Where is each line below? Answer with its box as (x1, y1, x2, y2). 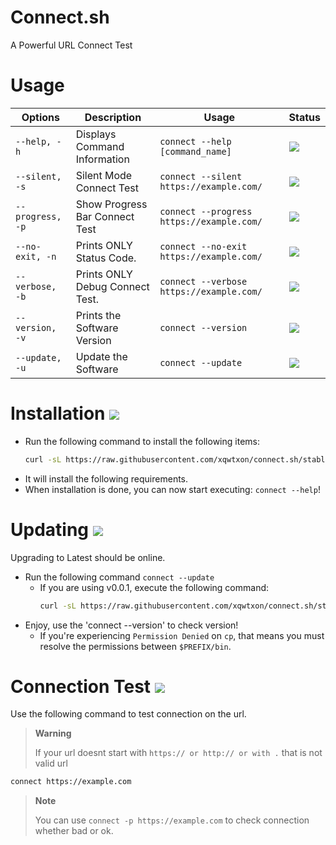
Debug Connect (75, 279, 150, 293)
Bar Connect (75, 209, 135, 223)
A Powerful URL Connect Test (10, 39, 133, 51)
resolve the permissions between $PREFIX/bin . (39, 640, 232, 652)
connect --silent (159, 171, 243, 182)
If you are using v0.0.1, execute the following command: (39, 581, 270, 593)
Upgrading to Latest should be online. (10, 551, 166, 563)
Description (84, 110, 142, 124)
